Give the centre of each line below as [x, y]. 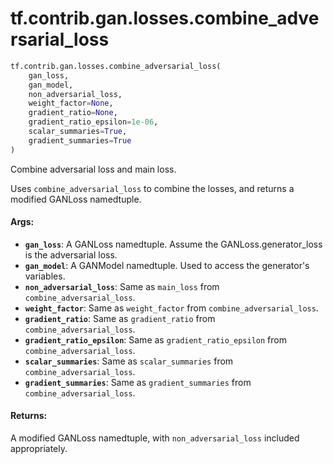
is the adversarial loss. [71, 254]
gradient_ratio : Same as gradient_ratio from [120, 318]
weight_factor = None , [71, 103]
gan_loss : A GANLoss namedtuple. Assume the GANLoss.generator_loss [173, 244]
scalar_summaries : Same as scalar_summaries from [129, 361]
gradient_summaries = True [80, 140]
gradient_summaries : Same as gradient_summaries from [138, 382]
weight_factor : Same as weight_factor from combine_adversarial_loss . [171, 308]
